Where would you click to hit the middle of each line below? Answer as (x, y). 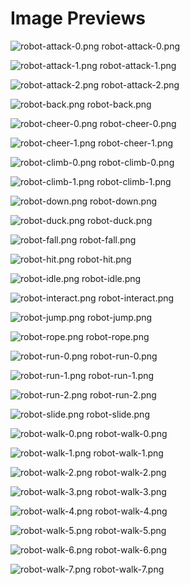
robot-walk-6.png (130, 549)
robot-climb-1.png (134, 181)
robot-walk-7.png (129, 569)
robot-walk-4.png (131, 511)
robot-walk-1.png (128, 453)
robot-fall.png (108, 239)
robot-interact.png (136, 298)
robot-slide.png (118, 414)
